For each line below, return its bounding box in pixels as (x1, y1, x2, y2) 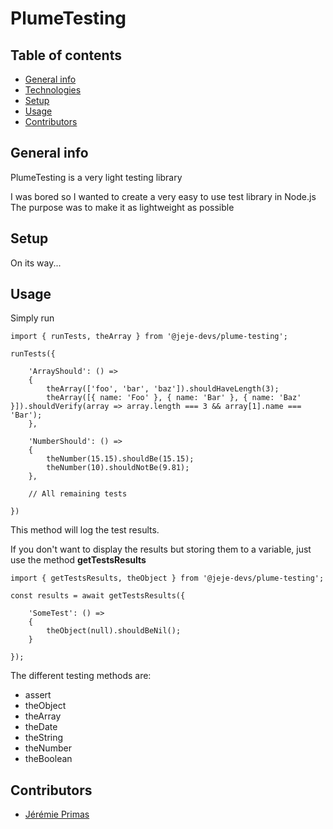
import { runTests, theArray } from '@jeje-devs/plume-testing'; (10, 332, 288, 342)
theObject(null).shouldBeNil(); (46, 626, 182, 636)
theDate (24, 721, 58, 733)
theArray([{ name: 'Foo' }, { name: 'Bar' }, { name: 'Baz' (46, 393, 302, 403)
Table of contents (10, 47, 122, 64)
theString (24, 732, 64, 744)
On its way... (10, 257, 62, 269)
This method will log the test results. (10, 524, 160, 536)
